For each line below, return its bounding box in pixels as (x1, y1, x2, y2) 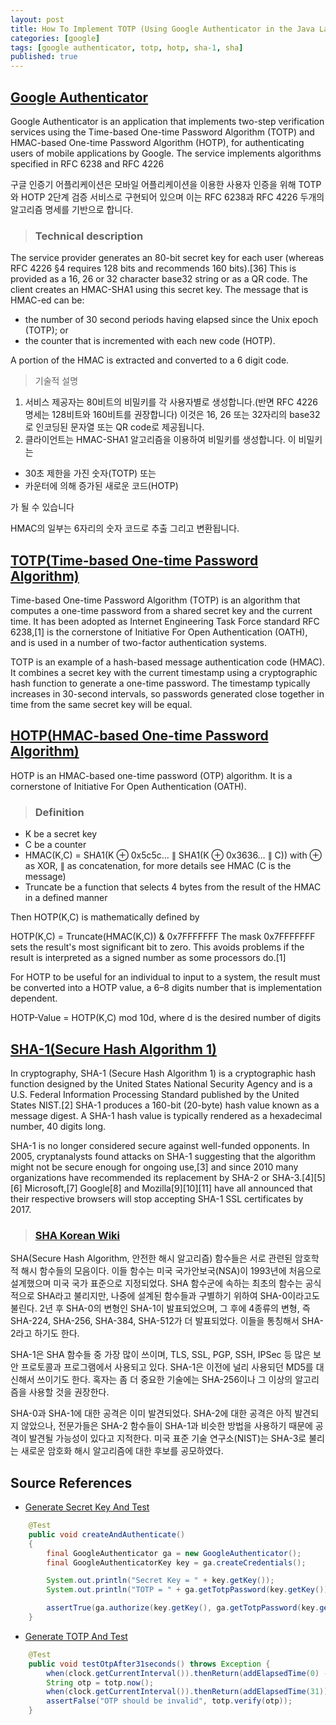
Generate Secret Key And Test (24, 1501, 150, 1513)
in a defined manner (24, 892, 108, 904)
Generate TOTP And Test (24, 1630, 128, 1642)
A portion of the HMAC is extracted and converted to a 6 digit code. (10, 354, 290, 366)
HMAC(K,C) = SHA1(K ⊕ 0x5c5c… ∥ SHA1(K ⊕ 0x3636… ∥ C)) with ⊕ (24, 849, 323, 861)
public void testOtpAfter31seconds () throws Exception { (28, 1659, 271, 1669)
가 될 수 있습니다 (10, 501, 75, 513)
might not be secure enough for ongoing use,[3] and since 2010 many (10, 1161, 299, 1173)
